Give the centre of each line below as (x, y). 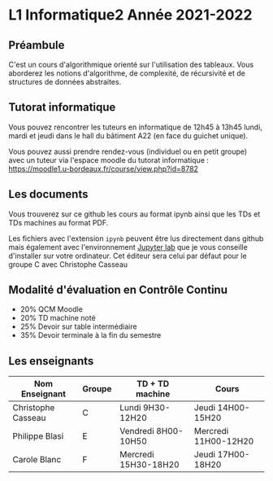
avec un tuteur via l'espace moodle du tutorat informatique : (109, 160)
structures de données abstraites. (65, 82)
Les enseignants (51, 361)
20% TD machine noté (58, 318)
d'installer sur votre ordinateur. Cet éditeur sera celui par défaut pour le (128, 256)
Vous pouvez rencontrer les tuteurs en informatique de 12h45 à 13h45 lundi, (135, 127)
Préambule (37, 45)
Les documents (48, 194)
